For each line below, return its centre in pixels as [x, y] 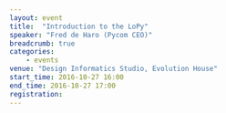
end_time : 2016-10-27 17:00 [63, 86]
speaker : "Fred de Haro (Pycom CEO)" [81, 35]
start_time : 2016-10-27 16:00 [67, 77]
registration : [36, 94]
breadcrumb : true [42, 43]
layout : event [36, 18]
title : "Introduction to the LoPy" [79, 26]
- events [42, 60]
